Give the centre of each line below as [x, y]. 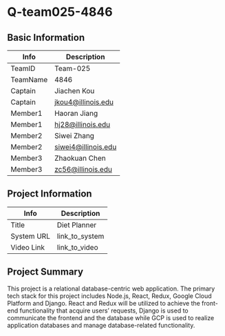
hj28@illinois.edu [82, 125]
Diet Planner [77, 225]
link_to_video [77, 247]
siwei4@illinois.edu [85, 147]
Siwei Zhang [74, 136]
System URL [30, 236]
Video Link [28, 247]
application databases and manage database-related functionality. [101, 325]
